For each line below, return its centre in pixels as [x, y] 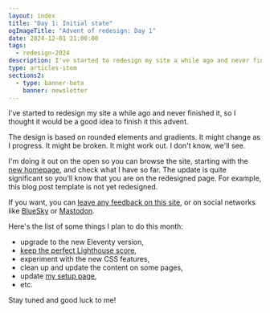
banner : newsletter [55, 90]
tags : [17, 46]
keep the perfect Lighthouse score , [78, 250]
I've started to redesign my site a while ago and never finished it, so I [122, 113]
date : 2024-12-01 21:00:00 [53, 38]
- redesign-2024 [43, 53]
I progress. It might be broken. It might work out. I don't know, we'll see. [127, 146]
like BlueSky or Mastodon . [51, 211]
